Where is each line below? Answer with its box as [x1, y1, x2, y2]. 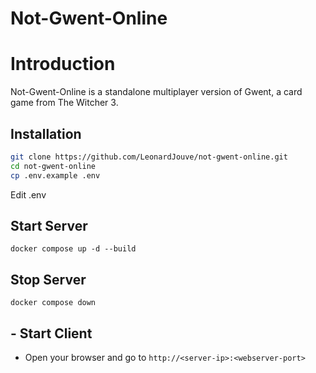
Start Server [10, 217, 88, 234]
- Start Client [10, 325, 93, 342]
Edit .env [10, 188, 47, 201]
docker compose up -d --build [10, 244, 137, 254]
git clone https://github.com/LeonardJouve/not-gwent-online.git [10, 152, 288, 162]
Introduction [10, 53, 116, 76]
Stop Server [10, 271, 87, 288]
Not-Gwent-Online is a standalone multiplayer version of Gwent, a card [10, 86, 303, 98]
